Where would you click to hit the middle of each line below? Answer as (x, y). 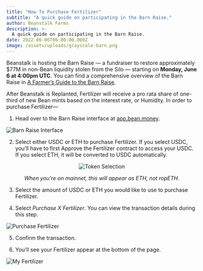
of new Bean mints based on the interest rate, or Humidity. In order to (105, 100)
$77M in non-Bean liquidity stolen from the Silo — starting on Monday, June (101, 69)
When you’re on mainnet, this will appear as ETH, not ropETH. (102, 178)
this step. (26, 214)
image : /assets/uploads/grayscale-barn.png (62, 46)
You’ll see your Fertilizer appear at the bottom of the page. (88, 249)
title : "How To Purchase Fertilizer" (54, 12)
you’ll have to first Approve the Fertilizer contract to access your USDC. (104, 148)
